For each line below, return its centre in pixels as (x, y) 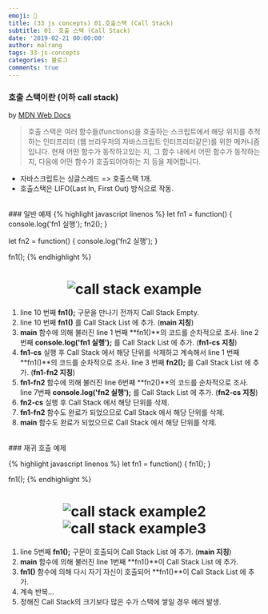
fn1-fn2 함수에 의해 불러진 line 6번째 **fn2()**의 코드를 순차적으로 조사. (134, 382)
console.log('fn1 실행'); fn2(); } (58, 224)
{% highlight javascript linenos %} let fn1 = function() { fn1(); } (110, 464)
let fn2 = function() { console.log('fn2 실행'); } (83, 241)
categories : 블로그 (38, 61)
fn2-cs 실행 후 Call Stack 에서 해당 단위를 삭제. (94, 402)
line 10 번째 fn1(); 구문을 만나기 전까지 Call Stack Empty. (110, 312)
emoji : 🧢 (23, 16)
